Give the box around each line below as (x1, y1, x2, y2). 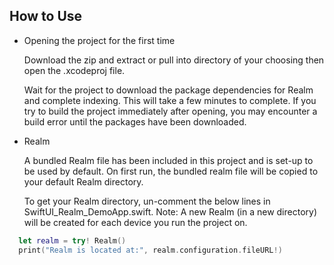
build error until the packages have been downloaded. (23, 115, 247, 128)
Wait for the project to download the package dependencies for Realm (23, 84, 314, 96)
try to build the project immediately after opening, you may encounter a (23, 105, 318, 117)
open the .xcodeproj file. (23, 64, 126, 76)
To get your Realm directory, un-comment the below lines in (23, 195, 271, 207)
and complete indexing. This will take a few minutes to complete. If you (23, 94, 317, 106)
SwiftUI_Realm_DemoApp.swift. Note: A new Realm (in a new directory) (23, 205, 317, 218)
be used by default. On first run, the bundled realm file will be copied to (23, 165, 319, 177)
